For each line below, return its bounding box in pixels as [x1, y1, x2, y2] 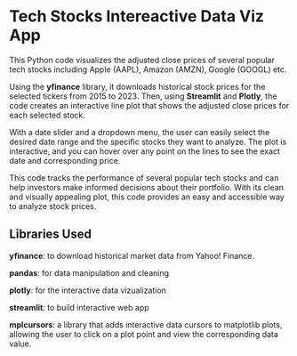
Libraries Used [9, 227, 92, 242]
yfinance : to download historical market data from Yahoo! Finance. [9, 250, 255, 261]
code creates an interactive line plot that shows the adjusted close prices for [9, 100, 290, 110]
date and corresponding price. [9, 155, 121, 166]
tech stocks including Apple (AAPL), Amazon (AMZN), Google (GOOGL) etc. [9, 64, 287, 75]
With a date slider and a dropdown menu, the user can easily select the [9, 126, 270, 137]
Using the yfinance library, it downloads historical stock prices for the [9, 81, 266, 92]
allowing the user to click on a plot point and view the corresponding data [9, 328, 278, 339]
